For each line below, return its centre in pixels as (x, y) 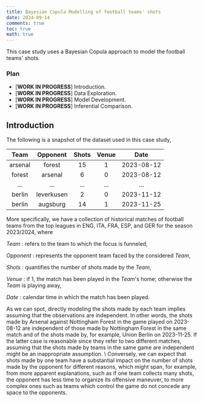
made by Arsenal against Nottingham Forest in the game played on (89, 322)
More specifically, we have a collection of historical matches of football (95, 219)
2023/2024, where (30, 232)
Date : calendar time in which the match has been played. (78, 297)
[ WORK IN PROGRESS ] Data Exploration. (66, 93)
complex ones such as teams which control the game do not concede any (98, 386)
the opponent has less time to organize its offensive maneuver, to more (95, 380)
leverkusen (52, 194)
